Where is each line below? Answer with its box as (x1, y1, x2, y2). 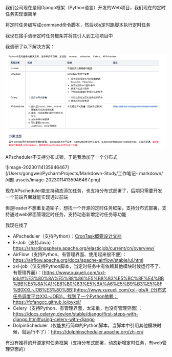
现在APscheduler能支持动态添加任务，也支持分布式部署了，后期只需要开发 (5, 187, 163, 194)
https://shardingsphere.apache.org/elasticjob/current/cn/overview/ (12, 245, 155, 251)
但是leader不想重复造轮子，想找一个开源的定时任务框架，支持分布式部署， (5, 204, 162, 211)
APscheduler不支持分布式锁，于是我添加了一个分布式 (5, 154, 118, 160)
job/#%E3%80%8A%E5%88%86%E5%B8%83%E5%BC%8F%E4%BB (12, 275, 164, 281)
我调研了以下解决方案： (5, 44, 55, 50)
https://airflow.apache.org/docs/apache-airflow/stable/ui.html (12, 257, 144, 263)
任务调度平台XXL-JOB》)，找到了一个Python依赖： (12, 293, 118, 299)
